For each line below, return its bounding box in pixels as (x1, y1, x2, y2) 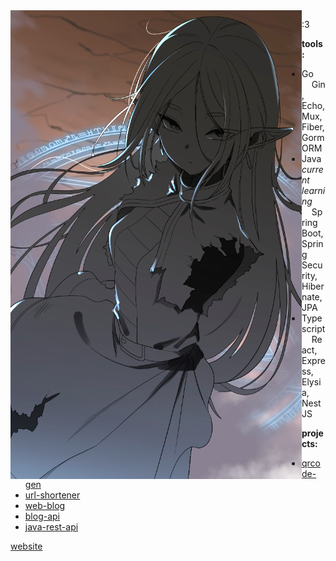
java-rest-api (24, 521, 79, 533)
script (301, 323, 326, 334)
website (10, 540, 43, 552)
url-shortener (24, 489, 81, 501)
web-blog (24, 500, 66, 511)
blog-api (24, 510, 61, 522)
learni (301, 185, 326, 196)
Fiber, (301, 121, 325, 133)
